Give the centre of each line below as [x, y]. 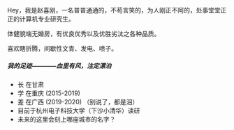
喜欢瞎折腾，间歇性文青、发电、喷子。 [62, 48]
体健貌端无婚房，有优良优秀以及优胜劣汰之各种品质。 [84, 34]
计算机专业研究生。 [47, 19]
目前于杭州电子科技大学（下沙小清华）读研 [79, 111]
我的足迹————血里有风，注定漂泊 [59, 65]
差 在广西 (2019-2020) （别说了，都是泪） [78, 101]
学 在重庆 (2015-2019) [49, 93]
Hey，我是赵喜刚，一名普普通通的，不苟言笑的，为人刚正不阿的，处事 [108, 10]
